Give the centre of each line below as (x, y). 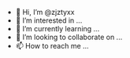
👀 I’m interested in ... (49, 20)
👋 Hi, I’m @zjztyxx (45, 12)
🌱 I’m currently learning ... (58, 29)
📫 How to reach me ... (52, 46)
